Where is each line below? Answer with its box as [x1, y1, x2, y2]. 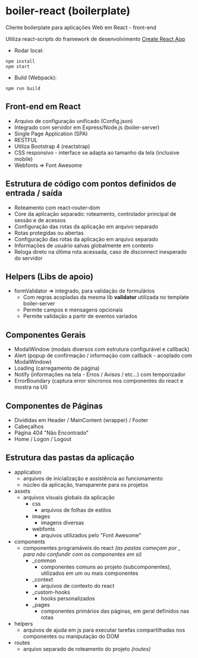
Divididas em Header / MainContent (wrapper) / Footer [14, 417, 149, 423]
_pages [32, 601, 50, 608]
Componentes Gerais [5, 330, 86, 340]
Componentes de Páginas [5, 401, 103, 411]
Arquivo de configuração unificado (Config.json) [14, 117, 133, 124]
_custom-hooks [32, 588, 71, 596]
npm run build [5, 85, 41, 92]
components [14, 538, 45, 545]
